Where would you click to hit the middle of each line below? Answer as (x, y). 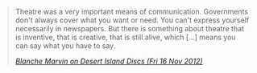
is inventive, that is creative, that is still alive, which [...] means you (125, 37)
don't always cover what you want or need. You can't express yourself (132, 20)
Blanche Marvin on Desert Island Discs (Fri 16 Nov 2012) (109, 61)
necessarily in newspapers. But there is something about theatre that (130, 28)
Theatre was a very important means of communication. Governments (132, 12)
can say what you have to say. (65, 46)
